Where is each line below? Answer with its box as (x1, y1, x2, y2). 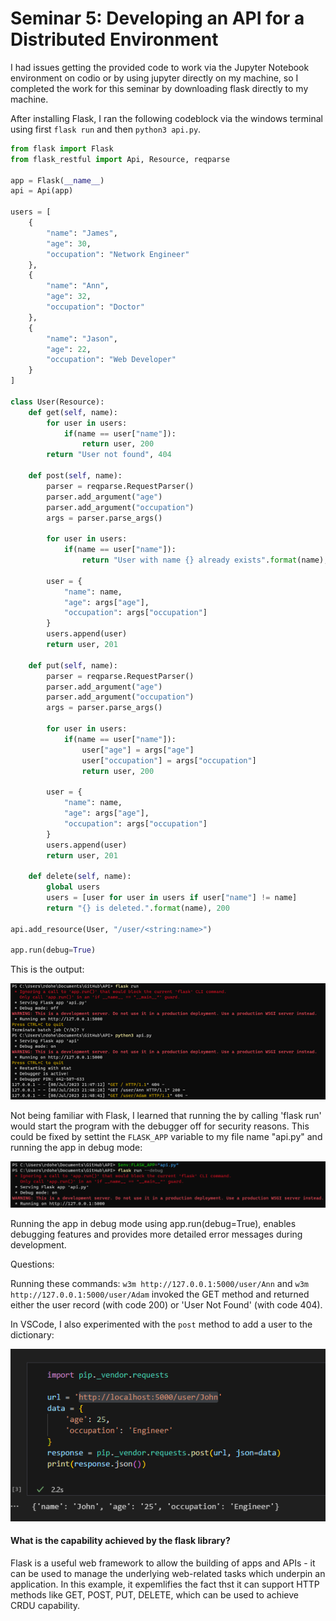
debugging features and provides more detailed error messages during (10, 1228, 303, 1241)
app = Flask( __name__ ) (10, 175, 105, 186)
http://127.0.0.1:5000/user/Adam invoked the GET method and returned (10, 1288, 310, 1301)
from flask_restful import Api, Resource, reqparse (10, 154, 230, 164)
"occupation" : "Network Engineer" (46, 249, 190, 259)
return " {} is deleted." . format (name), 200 (46, 903, 230, 913)
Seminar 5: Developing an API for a (10, 7, 305, 30)
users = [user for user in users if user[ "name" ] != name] (46, 893, 298, 903)
